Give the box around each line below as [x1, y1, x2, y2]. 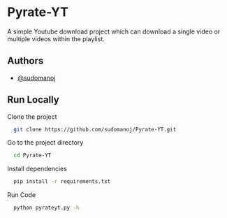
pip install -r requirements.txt [13, 178, 111, 185]
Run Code [7, 191, 36, 199]
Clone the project [7, 112, 57, 121]
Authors [7, 55, 44, 67]
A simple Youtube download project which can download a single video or [7, 27, 221, 36]
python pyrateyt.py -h [13, 204, 80, 212]
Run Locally [7, 94, 59, 106]
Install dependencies [7, 165, 68, 173]
